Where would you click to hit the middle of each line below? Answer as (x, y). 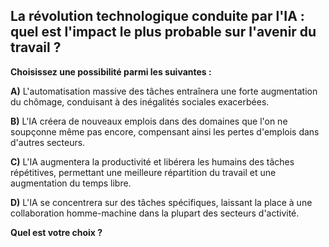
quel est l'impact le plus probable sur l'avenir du (163, 32)
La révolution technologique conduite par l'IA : (157, 16)
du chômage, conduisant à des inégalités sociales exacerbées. (140, 101)
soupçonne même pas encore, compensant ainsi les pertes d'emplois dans (165, 131)
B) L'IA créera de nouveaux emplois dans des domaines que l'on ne (149, 121)
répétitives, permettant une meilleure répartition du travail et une (143, 172)
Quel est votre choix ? (56, 232)
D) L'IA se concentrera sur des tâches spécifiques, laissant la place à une (161, 202)
